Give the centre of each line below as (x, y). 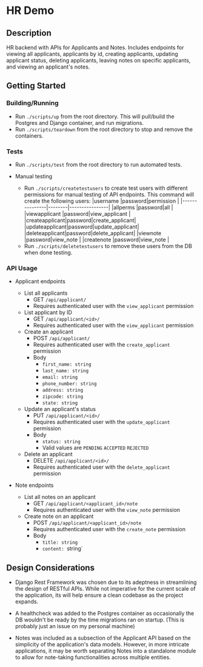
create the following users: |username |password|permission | (102, 201)
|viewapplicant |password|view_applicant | (77, 213)
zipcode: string (63, 397)
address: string (63, 390)
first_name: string (67, 364)
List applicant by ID (48, 312)
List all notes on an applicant (60, 497)
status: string (61, 442)
